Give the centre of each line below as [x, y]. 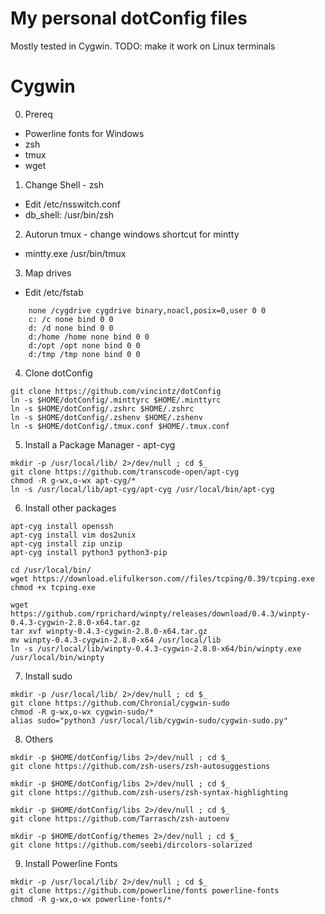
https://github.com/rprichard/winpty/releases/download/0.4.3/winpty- [160, 613]
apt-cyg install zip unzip [66, 543]
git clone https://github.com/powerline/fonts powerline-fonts [145, 890]
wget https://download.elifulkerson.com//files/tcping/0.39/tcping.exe [162, 578]
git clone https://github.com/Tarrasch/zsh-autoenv [120, 818]
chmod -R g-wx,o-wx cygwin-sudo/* [82, 712]
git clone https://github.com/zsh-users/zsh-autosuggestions [140, 766]
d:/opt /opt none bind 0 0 [84, 345]
